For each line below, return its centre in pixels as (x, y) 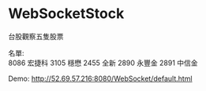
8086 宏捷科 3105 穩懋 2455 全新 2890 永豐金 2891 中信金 (103, 63)
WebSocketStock (66, 14)
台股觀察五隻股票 (36, 36)
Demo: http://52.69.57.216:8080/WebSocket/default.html (100, 78)
